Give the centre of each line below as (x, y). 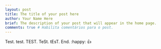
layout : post (18, 9)
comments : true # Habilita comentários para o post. (59, 28)
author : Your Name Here (29, 18)
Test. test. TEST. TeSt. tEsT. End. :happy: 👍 (48, 42)
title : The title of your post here (42, 14)
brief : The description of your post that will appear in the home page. (81, 23)
